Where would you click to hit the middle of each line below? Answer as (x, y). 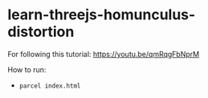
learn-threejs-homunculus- (102, 15)
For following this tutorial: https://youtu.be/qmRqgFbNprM (104, 54)
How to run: (27, 69)
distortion (41, 32)
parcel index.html (50, 86)
